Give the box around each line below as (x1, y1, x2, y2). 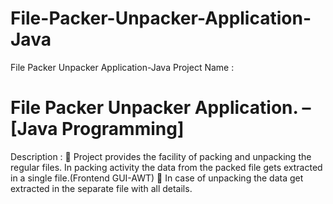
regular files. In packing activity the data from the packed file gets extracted (10, 161, 323, 173)
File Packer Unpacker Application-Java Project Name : (10, 61, 235, 73)
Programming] (61, 118, 185, 141)
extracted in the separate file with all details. (10, 182, 193, 194)
